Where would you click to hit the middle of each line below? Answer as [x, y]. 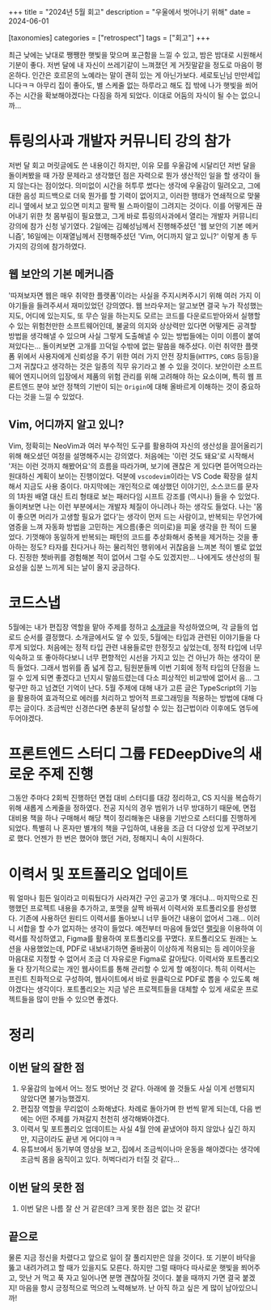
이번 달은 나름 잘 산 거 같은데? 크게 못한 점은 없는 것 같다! [110, 1209]
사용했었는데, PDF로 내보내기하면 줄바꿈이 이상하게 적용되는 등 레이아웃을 [139, 949]
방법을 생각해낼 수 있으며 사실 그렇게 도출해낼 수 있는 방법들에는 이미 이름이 [127, 335]
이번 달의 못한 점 [47, 1187]
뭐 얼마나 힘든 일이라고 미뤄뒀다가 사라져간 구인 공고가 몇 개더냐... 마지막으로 [129, 898]
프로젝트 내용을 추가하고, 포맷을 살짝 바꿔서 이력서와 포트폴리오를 [132, 908]
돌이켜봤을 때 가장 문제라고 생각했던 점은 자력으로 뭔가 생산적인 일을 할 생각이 [130, 175]
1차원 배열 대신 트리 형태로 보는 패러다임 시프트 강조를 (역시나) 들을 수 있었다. [138, 496]
